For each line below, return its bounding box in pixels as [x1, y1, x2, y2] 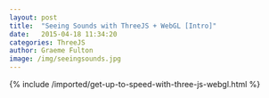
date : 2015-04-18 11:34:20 [9, 29, 118, 38]
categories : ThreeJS [9, 37, 86, 47]
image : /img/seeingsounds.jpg [9, 54, 122, 63]
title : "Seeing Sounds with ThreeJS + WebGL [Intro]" [9, 21, 217, 30]
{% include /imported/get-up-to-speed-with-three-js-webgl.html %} [9, 79, 261, 89]
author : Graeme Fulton [9, 46, 94, 55]
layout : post [9, 12, 58, 22]
